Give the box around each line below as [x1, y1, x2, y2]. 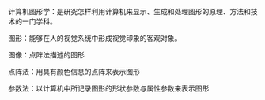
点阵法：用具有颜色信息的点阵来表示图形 [8, 67, 140, 76]
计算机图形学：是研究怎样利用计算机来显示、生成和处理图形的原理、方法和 [8, 7, 251, 16]
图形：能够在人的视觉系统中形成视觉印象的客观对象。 [8, 34, 182, 43]
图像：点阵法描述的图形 [8, 50, 85, 59]
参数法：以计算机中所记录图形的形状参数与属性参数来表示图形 [8, 83, 210, 93]
